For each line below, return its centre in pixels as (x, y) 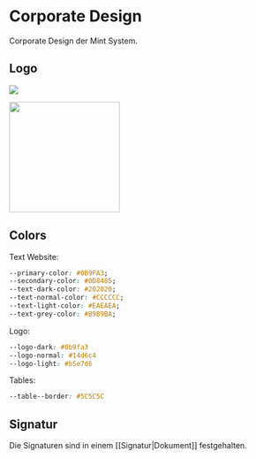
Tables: (23, 380)
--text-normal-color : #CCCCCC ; (67, 298)
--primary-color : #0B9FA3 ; (59, 273)
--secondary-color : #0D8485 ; (63, 281)
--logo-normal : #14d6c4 (53, 356)
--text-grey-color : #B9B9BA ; (63, 314)
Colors (28, 236)
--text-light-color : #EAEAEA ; (65, 306)
